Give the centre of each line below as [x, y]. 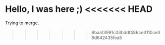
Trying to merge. [22, 23]
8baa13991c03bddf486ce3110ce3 [126, 32]
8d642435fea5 [107, 38]
